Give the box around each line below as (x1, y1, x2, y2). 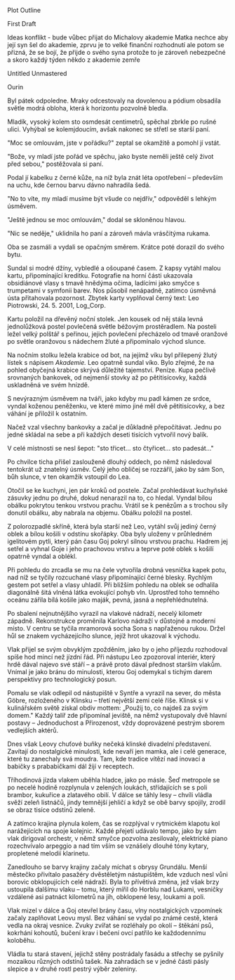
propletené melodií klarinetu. (7, 849, 90, 857)
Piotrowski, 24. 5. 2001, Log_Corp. (7, 302, 107, 309)
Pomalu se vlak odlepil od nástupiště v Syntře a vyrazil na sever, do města (7, 689, 221, 697)
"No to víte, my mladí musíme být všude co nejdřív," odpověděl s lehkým (7, 195, 217, 202)
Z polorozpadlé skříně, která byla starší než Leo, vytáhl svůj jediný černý (7, 522, 217, 530)
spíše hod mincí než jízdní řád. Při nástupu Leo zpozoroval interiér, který (7, 653, 216, 661)
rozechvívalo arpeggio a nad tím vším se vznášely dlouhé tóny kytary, (7, 842, 209, 850)
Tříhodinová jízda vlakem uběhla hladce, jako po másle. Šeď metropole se (7, 776, 220, 784)
